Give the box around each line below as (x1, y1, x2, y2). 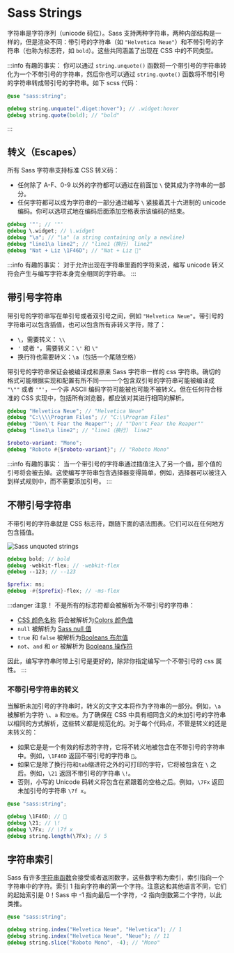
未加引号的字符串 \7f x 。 (17, 787, 91, 795)
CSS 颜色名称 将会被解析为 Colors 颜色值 (17, 616, 134, 624)
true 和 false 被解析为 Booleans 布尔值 (17, 633, 129, 642)
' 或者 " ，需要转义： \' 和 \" (17, 343, 99, 352)
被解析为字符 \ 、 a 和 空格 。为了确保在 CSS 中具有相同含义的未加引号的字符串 (7, 711, 226, 719)
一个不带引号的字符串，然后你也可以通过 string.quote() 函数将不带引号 (19, 70, 226, 78)
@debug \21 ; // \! (7, 820, 61, 827)
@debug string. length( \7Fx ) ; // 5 (7, 832, 108, 839)
